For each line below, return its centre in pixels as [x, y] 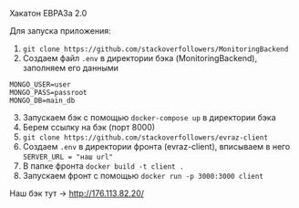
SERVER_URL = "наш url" [68, 157]
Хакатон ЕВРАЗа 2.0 [48, 13]
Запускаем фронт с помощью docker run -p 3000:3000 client [143, 176]
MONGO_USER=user [40, 85]
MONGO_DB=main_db [42, 100]
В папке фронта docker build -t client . [103, 166]
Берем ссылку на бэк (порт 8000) [89, 127]
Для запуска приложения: [60, 31]
